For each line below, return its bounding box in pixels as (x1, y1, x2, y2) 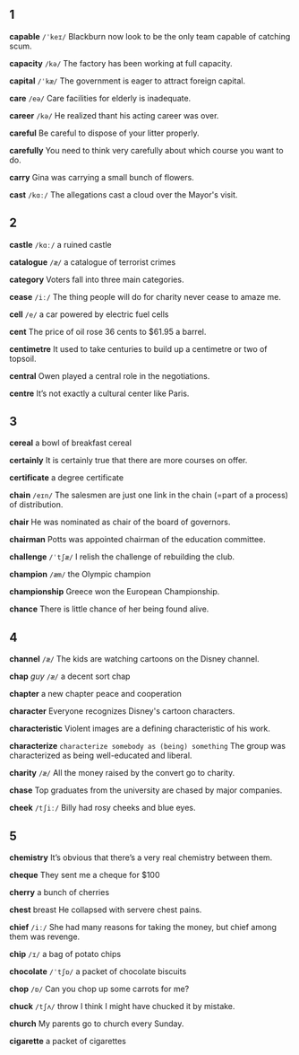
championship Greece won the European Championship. (9, 586, 220, 597)
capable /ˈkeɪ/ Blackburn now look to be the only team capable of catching (9, 31, 291, 41)
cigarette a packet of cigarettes (9, 1036, 127, 1047)
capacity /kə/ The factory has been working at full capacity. (9, 57, 233, 68)
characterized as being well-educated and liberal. (9, 750, 192, 761)
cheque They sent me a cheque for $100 (9, 870, 160, 881)
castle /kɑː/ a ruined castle (9, 239, 112, 250)
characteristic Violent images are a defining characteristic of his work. (9, 723, 271, 734)
